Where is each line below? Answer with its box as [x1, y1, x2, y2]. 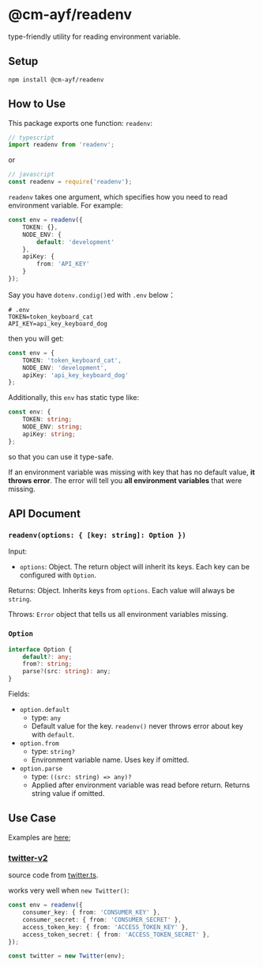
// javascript [8, 170, 55, 179]
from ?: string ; [22, 660, 73, 668]
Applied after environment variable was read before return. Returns [31, 780, 250, 790]
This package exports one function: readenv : [8, 118, 152, 128]
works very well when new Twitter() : [8, 885, 130, 896]
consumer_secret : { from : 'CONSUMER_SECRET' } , [22, 916, 182, 923]
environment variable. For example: [8, 200, 123, 211]
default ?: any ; [22, 653, 73, 661]
